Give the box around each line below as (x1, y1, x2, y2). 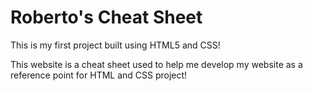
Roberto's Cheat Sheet (10, 6, 203, 29)
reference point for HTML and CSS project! (10, 69, 188, 81)
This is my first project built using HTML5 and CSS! (10, 39, 221, 51)
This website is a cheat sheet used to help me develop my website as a (10, 58, 303, 70)
